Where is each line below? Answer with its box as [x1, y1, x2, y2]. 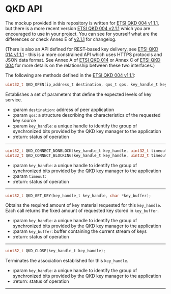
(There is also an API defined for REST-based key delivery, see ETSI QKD [5, 46, 159, 52]
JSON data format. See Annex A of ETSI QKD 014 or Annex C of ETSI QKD [5, 57, 161, 63]
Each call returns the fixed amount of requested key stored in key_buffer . [5, 207, 159, 214]
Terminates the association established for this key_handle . [5, 258, 129, 264]
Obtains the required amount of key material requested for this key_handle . [5, 202, 162, 208]
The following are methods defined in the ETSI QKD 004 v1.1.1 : [5, 72, 136, 78]
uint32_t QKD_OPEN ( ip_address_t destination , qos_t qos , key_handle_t [5, 82, 158, 87]
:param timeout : [12, 173, 46, 179]
